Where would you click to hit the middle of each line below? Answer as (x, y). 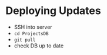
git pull (25, 40)
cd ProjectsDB (31, 33)
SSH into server (33, 27)
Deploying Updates (53, 11)
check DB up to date (39, 46)
